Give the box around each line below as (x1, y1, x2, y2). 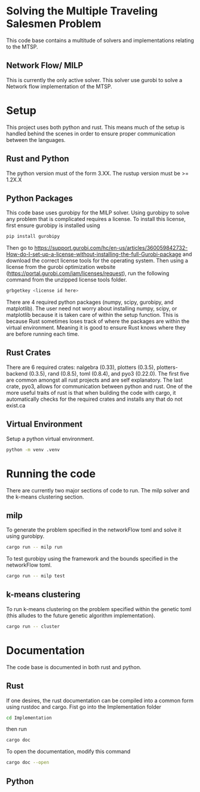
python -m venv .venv (6, 446, 60, 453)
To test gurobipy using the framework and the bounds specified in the (6, 555, 178, 563)
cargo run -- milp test (6, 573, 66, 579)
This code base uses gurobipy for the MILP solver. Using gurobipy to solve (6, 209, 190, 216)
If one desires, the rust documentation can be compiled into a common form (6, 697, 194, 704)
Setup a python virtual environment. (6, 435, 94, 442)
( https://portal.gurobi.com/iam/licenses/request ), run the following (6, 270, 170, 277)
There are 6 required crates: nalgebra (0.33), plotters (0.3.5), (6, 364, 155, 371)
